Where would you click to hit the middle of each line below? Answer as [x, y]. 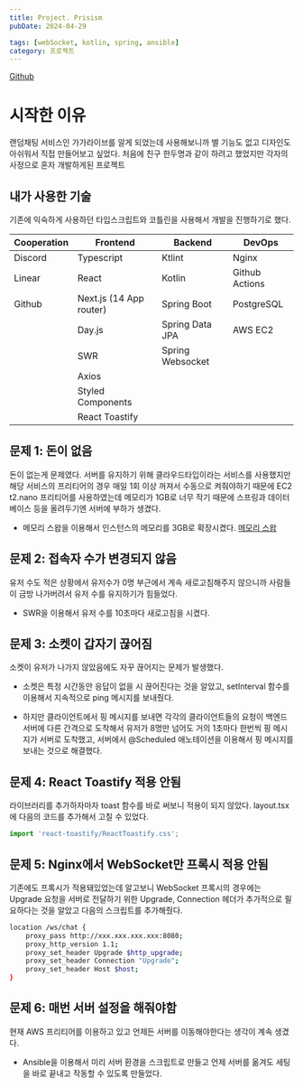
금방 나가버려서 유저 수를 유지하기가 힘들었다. [98, 593]
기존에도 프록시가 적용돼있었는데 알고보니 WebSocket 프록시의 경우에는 [135, 887]
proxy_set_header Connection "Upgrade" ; [102, 961]
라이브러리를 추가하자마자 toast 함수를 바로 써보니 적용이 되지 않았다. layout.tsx [150, 805]
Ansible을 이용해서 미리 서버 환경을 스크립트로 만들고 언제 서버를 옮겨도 [148, 1062]
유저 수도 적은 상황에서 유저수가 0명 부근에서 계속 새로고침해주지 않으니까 [138, 582]
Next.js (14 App [110, 298]
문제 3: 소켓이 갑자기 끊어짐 [81, 644]
